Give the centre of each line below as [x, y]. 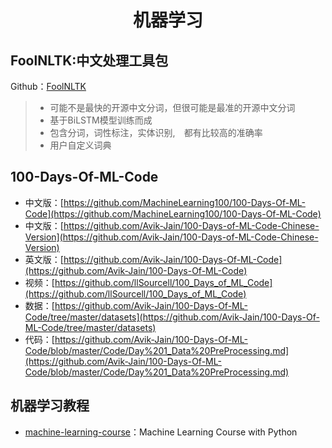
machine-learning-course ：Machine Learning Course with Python [161, 432]
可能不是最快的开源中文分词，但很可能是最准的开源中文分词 [172, 107]
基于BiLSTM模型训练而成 [101, 120]
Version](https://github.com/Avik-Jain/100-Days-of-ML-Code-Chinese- [171, 237]
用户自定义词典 [80, 145]
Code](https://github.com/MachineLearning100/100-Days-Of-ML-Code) [173, 213]
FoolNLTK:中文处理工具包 [89, 60]
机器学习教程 [50, 406]
